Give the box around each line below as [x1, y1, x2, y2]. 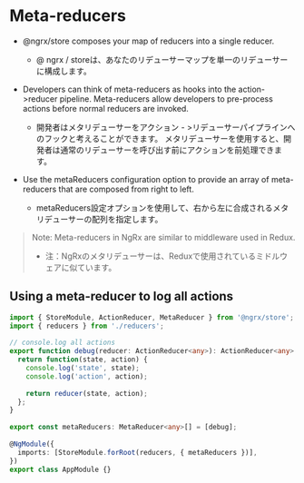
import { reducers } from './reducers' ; [9, 321, 165, 330]
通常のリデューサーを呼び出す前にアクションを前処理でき [60, 144, 275, 155]
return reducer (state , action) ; [25, 389, 148, 398]
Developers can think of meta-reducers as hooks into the [22, 84, 237, 94]
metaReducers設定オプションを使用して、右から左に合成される [35, 202, 274, 213]
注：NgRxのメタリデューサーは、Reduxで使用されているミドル [44, 251, 280, 261]
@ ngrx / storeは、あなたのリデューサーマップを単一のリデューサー [35, 54, 289, 64]
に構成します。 [35, 65, 93, 76]
